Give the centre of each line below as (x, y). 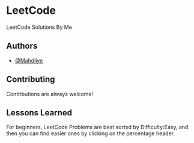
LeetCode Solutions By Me (39, 27)
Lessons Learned (39, 113)
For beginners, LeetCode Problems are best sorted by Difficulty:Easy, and (97, 127)
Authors (22, 46)
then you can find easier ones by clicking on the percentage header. (91, 133)
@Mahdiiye (29, 60)
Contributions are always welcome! (50, 94)
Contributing (31, 80)
